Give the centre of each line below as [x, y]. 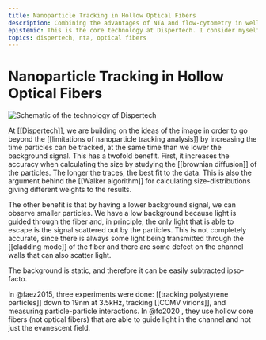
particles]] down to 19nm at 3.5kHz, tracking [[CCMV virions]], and [117, 303]
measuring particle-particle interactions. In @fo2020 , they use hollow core [131, 311]
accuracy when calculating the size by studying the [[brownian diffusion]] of [133, 164]
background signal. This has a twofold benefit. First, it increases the [119, 156]
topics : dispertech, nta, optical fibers [78, 38]
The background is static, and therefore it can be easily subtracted [117, 270]
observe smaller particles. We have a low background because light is [122, 213]
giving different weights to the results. [70, 190]
